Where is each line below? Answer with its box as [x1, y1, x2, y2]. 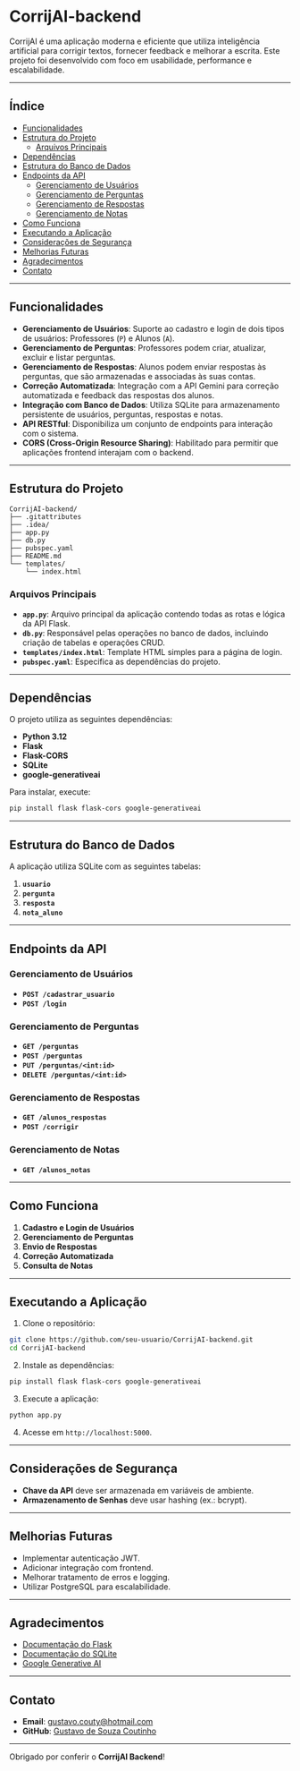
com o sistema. [21, 428, 79, 438]
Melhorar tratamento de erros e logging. [21, 1571, 171, 1582]
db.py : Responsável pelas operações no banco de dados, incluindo [21, 627, 269, 638]
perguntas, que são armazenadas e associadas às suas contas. [21, 370, 256, 381]
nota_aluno [21, 908, 63, 918]
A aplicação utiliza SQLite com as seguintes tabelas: [9, 861, 201, 872]
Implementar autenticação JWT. [21, 1553, 141, 1563]
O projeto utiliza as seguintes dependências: [9, 714, 173, 725]
